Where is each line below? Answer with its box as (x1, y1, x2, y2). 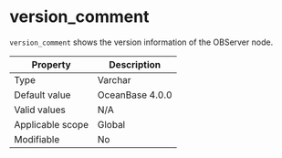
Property (31, 58, 71, 70)
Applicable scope (14, 118, 89, 131)
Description (109, 58, 162, 70)
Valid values (14, 103, 67, 116)
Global (97, 118, 126, 131)
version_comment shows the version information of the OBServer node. (9, 37, 274, 47)
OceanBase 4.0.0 (97, 89, 172, 101)
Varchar (97, 73, 131, 86)
